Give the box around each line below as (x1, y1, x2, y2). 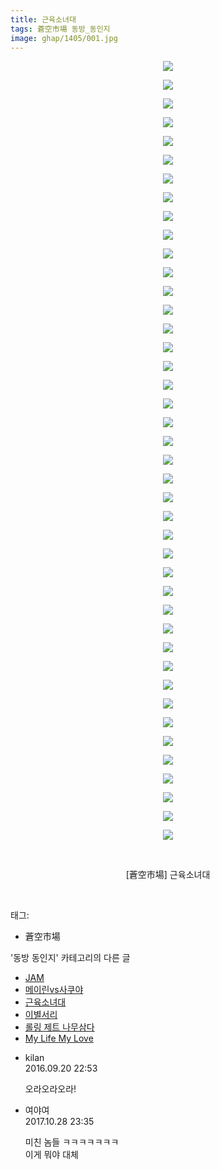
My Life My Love (24, 1032, 94, 1045)
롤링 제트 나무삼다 (24, 1021, 95, 1033)
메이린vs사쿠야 (24, 984, 84, 996)
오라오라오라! (24, 1083, 77, 1095)
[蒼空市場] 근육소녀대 (125, 869, 211, 881)
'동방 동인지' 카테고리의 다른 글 (10, 952, 131, 964)
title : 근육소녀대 (10, 14, 77, 25)
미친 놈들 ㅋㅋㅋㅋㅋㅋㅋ (24, 1136, 120, 1148)
